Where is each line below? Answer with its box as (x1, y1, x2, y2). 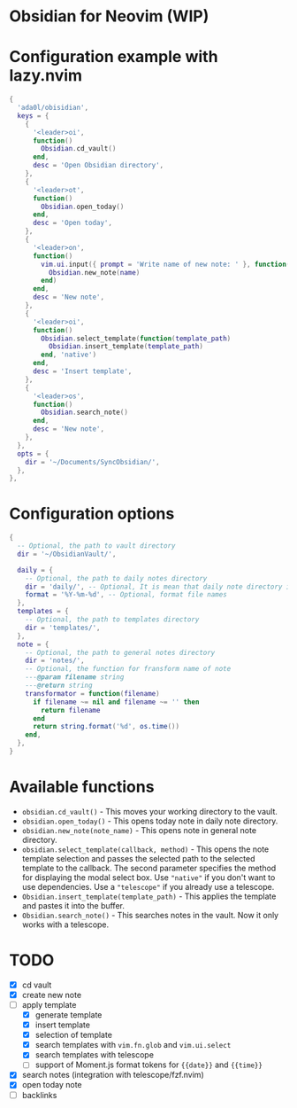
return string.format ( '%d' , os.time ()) (32, 722, 179, 731)
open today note (21, 1080, 82, 1090)
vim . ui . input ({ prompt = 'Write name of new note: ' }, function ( (41, 260, 291, 269)
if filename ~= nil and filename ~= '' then (32, 698, 200, 706)
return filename (41, 706, 101, 714)
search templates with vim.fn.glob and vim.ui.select (34, 1040, 232, 1050)
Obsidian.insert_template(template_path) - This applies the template (21, 891, 277, 901)
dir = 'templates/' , (25, 623, 101, 632)
